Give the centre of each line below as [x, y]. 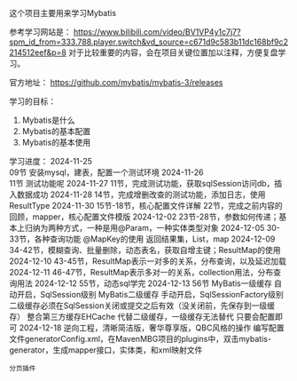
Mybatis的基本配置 [56, 131]
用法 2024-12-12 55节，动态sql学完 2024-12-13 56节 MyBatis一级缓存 [144, 283]
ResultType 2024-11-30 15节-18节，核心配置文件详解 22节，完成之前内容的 [146, 206]
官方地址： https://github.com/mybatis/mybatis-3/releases [116, 82]
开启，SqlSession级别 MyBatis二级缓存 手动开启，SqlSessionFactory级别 [150, 294]
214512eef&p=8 [38, 52]
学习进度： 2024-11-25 [51, 161]
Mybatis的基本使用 [56, 142]
